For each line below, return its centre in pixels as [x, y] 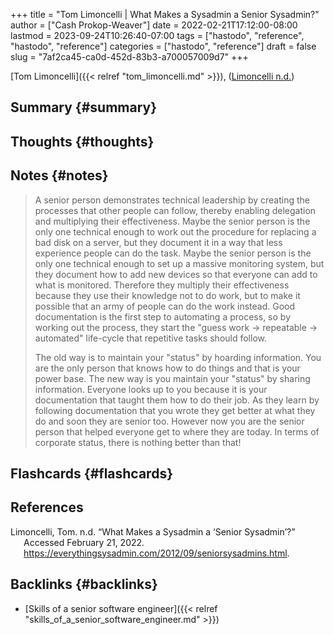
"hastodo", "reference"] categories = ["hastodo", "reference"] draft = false [163, 46]
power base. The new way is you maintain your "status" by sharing [172, 378]
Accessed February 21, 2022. [84, 542]
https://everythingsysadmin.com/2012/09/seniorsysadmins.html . [156, 553]
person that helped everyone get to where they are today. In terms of [177, 431]
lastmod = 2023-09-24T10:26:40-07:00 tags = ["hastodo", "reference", [157, 35]
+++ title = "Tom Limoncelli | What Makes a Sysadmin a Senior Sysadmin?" [165, 14]
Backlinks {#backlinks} [84, 584]
